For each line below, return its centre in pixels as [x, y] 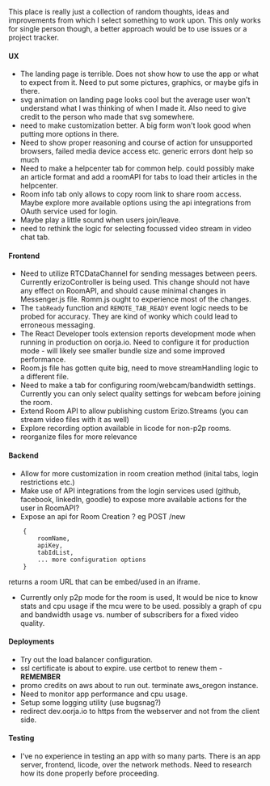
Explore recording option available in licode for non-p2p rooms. [126, 429]
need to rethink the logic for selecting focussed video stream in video [136, 229]
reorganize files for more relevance [78, 437]
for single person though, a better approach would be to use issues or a [128, 29]
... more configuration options [92, 560]
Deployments [32, 641]
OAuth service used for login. [69, 211]
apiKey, [50, 545]
